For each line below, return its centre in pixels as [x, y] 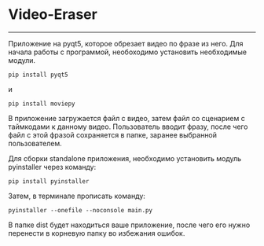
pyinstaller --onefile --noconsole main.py [81, 210]
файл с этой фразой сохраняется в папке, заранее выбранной [113, 134]
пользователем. [35, 143]
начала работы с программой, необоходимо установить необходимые [128, 52]
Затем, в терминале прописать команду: [77, 196]
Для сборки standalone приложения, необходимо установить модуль [125, 158]
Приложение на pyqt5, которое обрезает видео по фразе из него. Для [126, 43]
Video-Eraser [53, 15]
